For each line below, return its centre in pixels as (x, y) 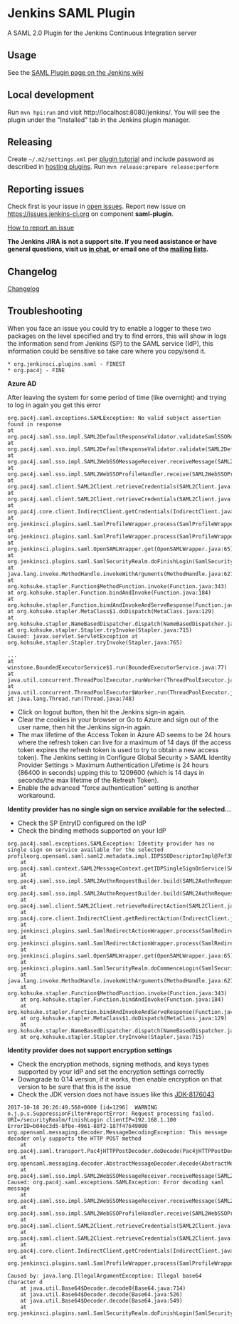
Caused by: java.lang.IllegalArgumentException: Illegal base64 (105, 1276)
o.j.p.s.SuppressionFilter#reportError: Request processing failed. (111, 1114)
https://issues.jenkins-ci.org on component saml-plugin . (91, 214)
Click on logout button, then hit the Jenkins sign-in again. (102, 712)
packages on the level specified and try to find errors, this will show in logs (117, 336)
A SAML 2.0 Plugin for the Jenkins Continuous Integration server (102, 33)
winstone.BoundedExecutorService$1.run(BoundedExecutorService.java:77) (117, 667)
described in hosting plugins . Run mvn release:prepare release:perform (113, 167)
